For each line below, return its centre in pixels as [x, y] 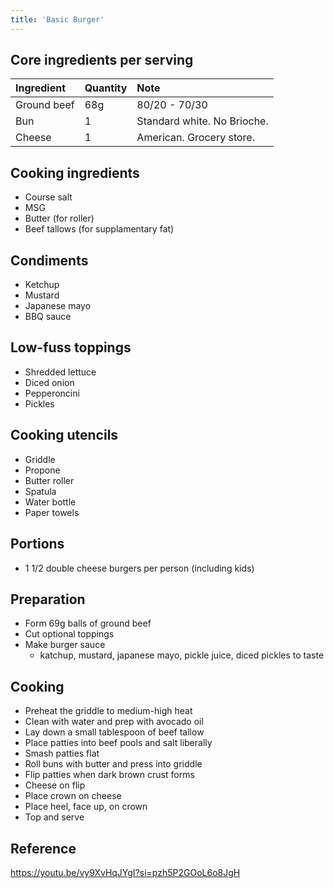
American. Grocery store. [195, 138]
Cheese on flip [55, 785]
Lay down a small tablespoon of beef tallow [114, 732]
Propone [42, 470]
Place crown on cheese [73, 796]
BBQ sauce [48, 317]
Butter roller [49, 480]
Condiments [49, 260]
